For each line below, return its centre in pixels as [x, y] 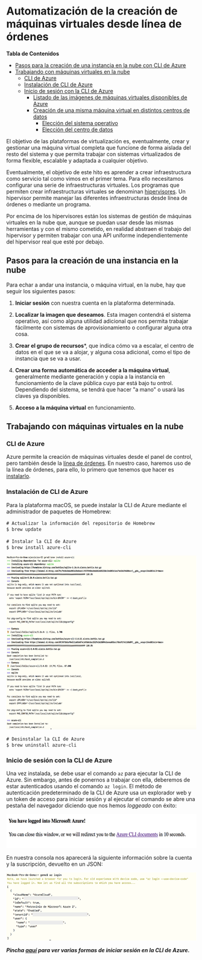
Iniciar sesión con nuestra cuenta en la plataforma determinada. [95, 303]
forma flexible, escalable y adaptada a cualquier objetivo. [77, 160]
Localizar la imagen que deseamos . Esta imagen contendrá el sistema [103, 314]
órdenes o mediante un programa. [49, 204]
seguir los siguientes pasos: [41, 291]
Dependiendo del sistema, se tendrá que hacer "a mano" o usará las [100, 389]
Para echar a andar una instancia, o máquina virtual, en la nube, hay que [96, 285]
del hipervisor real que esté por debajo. [55, 242]
